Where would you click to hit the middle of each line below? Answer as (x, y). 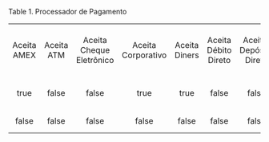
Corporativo (144, 55)
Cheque (95, 50)
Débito (219, 50)
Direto (219, 60)
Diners (187, 55)
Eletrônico (95, 60)
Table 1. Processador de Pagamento (68, 12)
